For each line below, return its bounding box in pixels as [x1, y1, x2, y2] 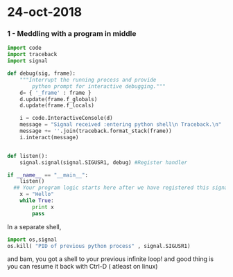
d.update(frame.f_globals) [19, 96, 98, 102]
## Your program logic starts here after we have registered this [13, 184, 209, 191]
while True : [19, 197, 54, 204]
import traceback [7, 51, 58, 58]
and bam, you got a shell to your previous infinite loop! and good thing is [7, 255, 214, 263]
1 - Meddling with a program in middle [7, 29, 137, 39]
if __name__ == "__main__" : [7, 171, 89, 179]
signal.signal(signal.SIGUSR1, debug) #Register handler [19, 159, 188, 166]
